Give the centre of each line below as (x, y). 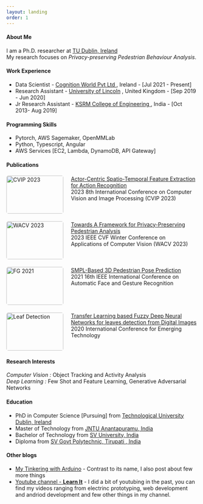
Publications (22, 164)
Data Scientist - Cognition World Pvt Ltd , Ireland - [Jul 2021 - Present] (103, 84)
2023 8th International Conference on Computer (131, 192)
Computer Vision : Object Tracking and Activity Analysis (76, 375)
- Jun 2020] (30, 97)
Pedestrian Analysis (95, 231)
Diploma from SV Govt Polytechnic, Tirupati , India (78, 441)
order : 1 (17, 18)
